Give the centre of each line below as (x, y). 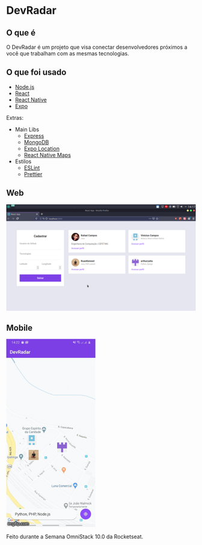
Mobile (20, 328)
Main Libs (27, 129)
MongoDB (36, 142)
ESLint (32, 168)
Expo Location (42, 149)
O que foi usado (36, 72)
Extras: (15, 117)
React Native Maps (47, 155)
